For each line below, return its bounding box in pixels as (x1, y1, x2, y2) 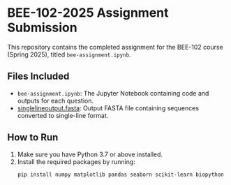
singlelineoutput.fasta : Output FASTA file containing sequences (17, 103, 200, 112)
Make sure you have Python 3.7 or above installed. (17, 150, 163, 158)
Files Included (7, 71, 70, 82)
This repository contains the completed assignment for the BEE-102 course (7, 43, 223, 51)
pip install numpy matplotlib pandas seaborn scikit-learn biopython (17, 171, 225, 178)
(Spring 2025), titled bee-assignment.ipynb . (7, 50, 131, 59)
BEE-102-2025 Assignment (7, 5, 169, 21)
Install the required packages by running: (17, 157, 136, 165)
